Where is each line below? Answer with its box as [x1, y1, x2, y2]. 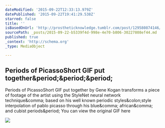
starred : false [5, 16, 36, 21]
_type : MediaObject [5, 44, 45, 49]
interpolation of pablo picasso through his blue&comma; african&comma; [5, 103, 153, 109]
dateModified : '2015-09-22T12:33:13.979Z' [5, 7, 93, 12]
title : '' [5, 21, 26, 26]
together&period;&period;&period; [5, 74, 113, 83]
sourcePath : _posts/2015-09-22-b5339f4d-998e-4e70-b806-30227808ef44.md [5, 30, 157, 35]
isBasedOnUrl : [5, 26, 34, 31]
